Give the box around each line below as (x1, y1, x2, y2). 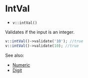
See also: (5, 52, 24, 58)
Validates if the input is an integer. (5, 29, 75, 35)
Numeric (12, 62, 30, 68)
